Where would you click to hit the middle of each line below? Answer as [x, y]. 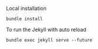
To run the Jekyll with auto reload [46, 29]
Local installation [26, 8]
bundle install [24, 19]
